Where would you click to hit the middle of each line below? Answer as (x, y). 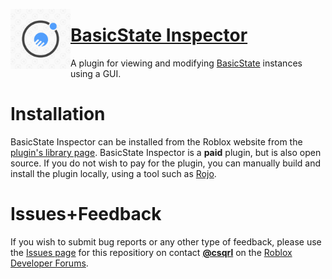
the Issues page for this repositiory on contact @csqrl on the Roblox (151, 252)
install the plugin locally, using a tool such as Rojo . (113, 173)
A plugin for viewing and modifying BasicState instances (186, 63)
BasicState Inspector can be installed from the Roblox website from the (156, 141)
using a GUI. (96, 73)
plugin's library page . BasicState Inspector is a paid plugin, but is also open (166, 152)
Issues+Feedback (86, 214)
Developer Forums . (49, 263)
